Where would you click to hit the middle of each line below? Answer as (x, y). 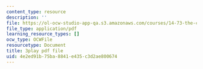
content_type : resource (36, 12)
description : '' (27, 17)
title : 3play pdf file (35, 51)
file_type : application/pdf (42, 28)
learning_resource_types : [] (43, 34)
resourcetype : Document (36, 46)
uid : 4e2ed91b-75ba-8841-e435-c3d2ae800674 (62, 56)
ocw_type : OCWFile (29, 40)
